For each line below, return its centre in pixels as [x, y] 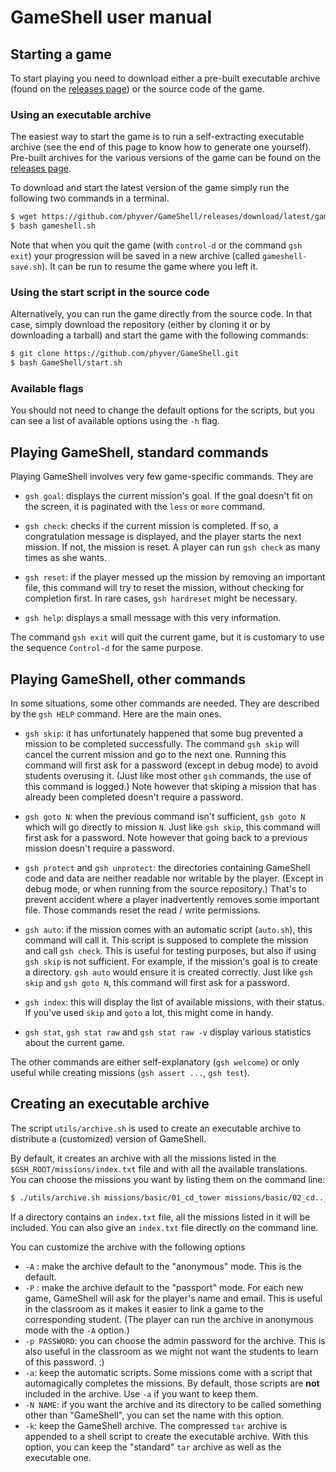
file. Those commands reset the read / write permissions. [142, 910]
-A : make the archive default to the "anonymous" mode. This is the [163, 1266]
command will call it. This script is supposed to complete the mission [166, 940]
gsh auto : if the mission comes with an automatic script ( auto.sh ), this [168, 930]
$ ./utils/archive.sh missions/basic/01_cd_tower [116, 1197]
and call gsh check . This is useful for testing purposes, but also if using [170, 951]
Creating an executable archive [110, 1104]
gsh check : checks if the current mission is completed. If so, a [151, 526]
